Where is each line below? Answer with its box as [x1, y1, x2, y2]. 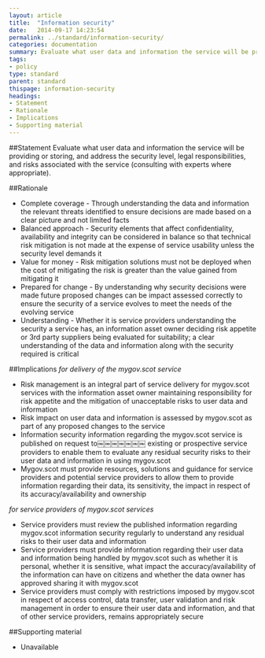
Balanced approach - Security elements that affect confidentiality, [20, 224, 234, 233]
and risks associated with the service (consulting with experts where [9, 159, 232, 169]
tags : [9, 56, 27, 64]
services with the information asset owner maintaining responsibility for [20, 387, 252, 397]
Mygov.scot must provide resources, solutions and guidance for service [20, 464, 254, 473]
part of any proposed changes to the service [20, 421, 166, 431]
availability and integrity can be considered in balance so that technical [20, 231, 251, 241]
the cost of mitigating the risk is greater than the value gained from [20, 265, 237, 275]
